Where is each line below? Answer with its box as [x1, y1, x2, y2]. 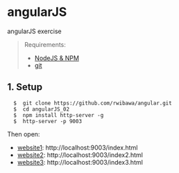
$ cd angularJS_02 [13, 105, 70, 113]
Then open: [7, 129, 40, 138]
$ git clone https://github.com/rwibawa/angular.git [13, 100, 172, 107]
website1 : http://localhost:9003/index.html [17, 143, 138, 152]
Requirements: [24, 40, 66, 48]
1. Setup [7, 81, 43, 93]
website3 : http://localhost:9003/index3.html [17, 158, 144, 166]
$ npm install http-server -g [13, 111, 104, 118]
